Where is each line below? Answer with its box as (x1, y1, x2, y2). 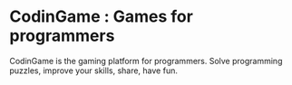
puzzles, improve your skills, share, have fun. (9, 65, 179, 76)
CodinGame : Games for (9, 6, 193, 27)
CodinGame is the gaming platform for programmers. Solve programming (9, 55, 283, 66)
